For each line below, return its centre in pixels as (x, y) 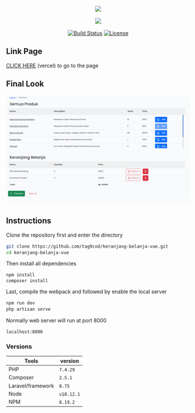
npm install (20, 275)
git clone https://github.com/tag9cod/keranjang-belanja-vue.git (87, 246)
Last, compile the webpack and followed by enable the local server (87, 291)
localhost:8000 (25, 332)
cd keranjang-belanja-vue (37, 252)
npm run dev (20, 303)
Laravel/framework (31, 386)
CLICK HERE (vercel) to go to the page (52, 65)
